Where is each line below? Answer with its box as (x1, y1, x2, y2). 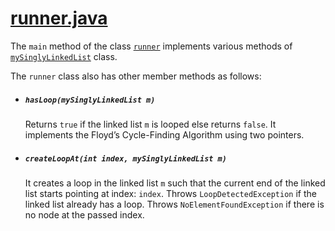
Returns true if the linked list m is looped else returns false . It (24, 118, 277, 130)
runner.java (10, 7, 108, 30)
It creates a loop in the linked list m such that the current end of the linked (24, 177, 326, 189)
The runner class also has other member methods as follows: (10, 70, 262, 82)
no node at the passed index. (24, 208, 145, 221)
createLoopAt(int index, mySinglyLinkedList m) (24, 153, 227, 164)
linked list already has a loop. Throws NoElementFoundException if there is (24, 198, 325, 210)
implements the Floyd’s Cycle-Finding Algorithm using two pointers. (24, 128, 305, 141)
